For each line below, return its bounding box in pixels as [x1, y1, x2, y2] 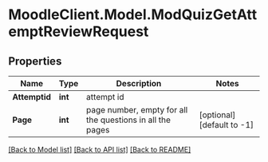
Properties [8, 54, 62, 68]
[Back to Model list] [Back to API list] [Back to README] [8, 145, 191, 154]
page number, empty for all [86, 105, 188, 115]
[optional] [199, 109, 236, 121]
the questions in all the [86, 114, 171, 125]
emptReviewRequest [8, 22, 149, 41]
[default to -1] [199, 120, 254, 130]
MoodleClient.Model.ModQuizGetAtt [8, 6, 258, 24]
